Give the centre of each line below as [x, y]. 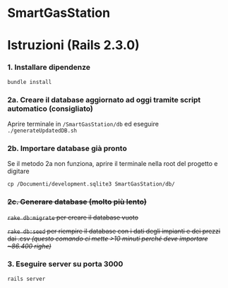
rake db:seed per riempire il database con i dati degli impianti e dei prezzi [114, 231]
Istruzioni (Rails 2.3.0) [73, 46]
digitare [18, 172]
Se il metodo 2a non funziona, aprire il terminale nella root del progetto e [113, 164]
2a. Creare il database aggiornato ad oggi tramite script [104, 100]
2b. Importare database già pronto [67, 148]
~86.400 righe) [29, 246]
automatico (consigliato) [50, 109]
